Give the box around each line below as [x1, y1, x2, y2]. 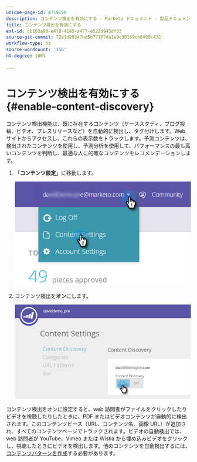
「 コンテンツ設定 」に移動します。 [14, 169, 97, 176]
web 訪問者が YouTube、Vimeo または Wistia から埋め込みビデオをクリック [6, 435, 188, 442]
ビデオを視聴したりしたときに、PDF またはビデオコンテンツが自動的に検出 [6, 413, 187, 420]
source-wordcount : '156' [6, 47, 67, 53]
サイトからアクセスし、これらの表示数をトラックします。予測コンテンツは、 [6, 135, 191, 142]
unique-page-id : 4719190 [6, 9, 67, 15]
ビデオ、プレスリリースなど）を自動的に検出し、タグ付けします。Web [16, 127, 186, 135]
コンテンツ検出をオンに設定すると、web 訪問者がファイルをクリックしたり [6, 406, 188, 413]
